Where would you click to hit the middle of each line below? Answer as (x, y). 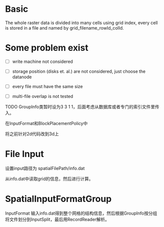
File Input (25, 154)
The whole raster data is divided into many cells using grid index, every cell (82, 23)
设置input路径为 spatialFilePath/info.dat (45, 168)
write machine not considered (42, 61)
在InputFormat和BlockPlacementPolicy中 (46, 124)
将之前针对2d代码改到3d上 (32, 134)
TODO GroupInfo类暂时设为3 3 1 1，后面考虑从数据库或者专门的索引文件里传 (82, 107)
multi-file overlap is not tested (43, 97)
